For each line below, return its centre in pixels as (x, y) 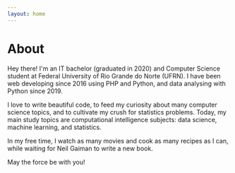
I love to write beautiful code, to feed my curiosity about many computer (112, 105)
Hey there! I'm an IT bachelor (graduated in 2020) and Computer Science (114, 68)
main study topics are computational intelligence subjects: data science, (112, 119)
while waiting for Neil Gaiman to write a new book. (80, 148)
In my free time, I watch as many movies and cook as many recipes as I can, (118, 141)
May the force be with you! (46, 162)
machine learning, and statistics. (54, 127)
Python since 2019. (35, 91)
